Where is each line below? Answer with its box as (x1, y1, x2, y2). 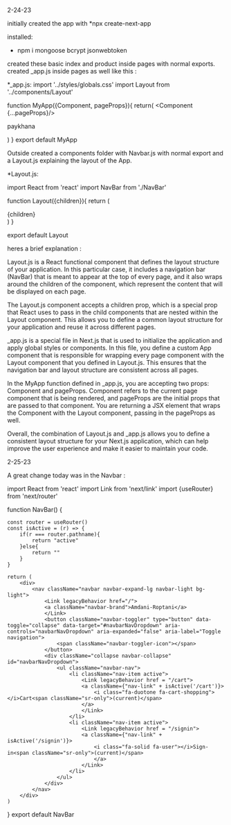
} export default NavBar (7, 810, 75, 818)
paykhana (7, 122, 36, 130)
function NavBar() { (7, 506, 62, 513)
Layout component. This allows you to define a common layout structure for (7, 316, 223, 323)
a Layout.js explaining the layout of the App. (7, 156, 133, 164)
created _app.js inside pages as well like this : (7, 67, 137, 75)
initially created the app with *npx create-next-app (7, 19, 151, 27)
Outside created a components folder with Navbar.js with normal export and (7, 149, 223, 157)
